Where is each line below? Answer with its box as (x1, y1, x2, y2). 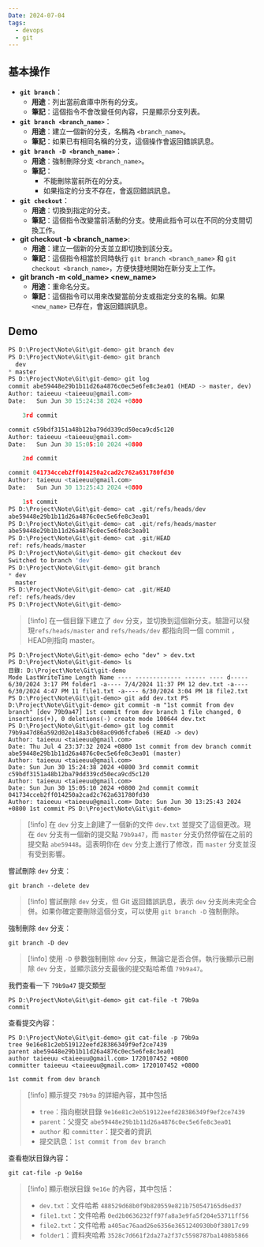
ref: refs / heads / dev (8, 593, 76, 601)
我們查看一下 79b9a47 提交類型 (8, 981, 106, 990)
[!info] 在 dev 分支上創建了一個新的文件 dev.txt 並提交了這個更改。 (27, 820, 244, 829)
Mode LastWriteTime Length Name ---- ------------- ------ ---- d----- (8, 674, 248, 682)
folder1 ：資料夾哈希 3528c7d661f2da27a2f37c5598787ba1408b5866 (39, 1230, 250, 1240)
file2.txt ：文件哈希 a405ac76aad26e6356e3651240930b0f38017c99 (39, 1221, 250, 1230)
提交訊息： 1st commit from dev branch (39, 1136, 166, 1146)
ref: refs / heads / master (8, 542, 87, 550)
